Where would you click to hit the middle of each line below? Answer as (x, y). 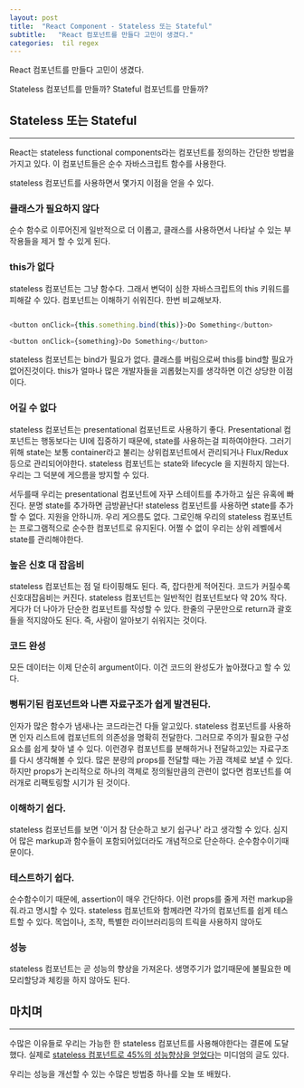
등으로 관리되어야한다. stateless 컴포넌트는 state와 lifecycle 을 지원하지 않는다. (149, 463)
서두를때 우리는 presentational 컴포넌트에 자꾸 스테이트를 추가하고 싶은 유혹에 (147, 493)
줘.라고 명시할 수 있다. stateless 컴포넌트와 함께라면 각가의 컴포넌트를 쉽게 (140, 911)
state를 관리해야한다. (47, 539)
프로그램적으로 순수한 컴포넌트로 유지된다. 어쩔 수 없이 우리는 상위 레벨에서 (150, 528)
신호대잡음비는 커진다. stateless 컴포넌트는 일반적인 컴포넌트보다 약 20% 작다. (148, 597)
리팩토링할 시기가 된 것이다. (81, 782)
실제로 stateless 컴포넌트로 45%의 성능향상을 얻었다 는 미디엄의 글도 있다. (159, 1055)
